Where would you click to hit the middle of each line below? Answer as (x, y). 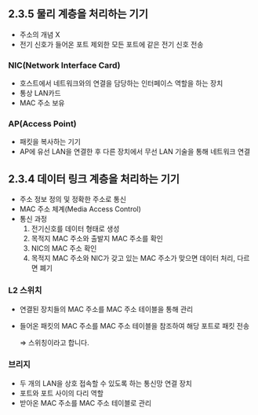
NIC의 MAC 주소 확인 (64, 248)
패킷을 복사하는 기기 (50, 142)
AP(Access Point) (42, 124)
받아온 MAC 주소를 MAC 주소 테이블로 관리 (85, 402)
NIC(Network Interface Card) (64, 65)
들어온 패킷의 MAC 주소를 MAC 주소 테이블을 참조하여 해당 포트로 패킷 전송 (134, 325)
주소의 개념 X (40, 35)
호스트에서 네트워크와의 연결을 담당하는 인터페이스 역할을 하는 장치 (121, 83)
